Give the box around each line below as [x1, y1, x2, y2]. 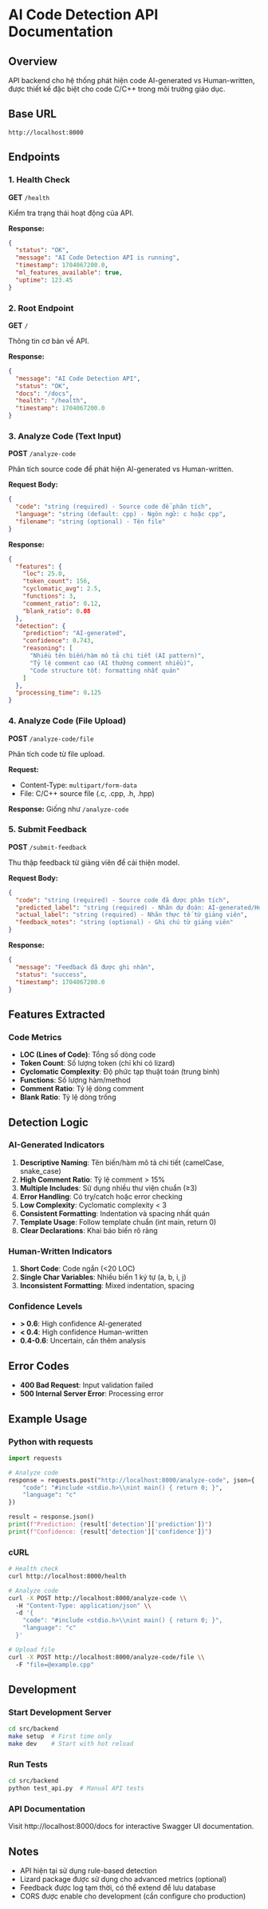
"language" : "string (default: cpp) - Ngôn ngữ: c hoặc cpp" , [15, 510, 227, 518]
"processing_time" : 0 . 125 [15, 689, 102, 697]
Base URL [8, 107, 57, 121]
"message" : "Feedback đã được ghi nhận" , [15, 963, 156, 971]
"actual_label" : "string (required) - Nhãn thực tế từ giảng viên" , [15, 910, 248, 919]
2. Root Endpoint [8, 302, 74, 314]
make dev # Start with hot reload [8, 1740, 134, 1748]
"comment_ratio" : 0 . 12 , [22, 599, 102, 607]
